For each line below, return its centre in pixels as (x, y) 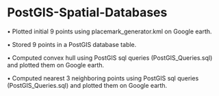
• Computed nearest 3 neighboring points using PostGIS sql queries (103, 78)
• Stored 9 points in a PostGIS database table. (72, 44)
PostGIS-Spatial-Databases (87, 13)
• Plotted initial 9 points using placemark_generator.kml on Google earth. (109, 31)
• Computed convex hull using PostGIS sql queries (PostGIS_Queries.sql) (110, 58)
